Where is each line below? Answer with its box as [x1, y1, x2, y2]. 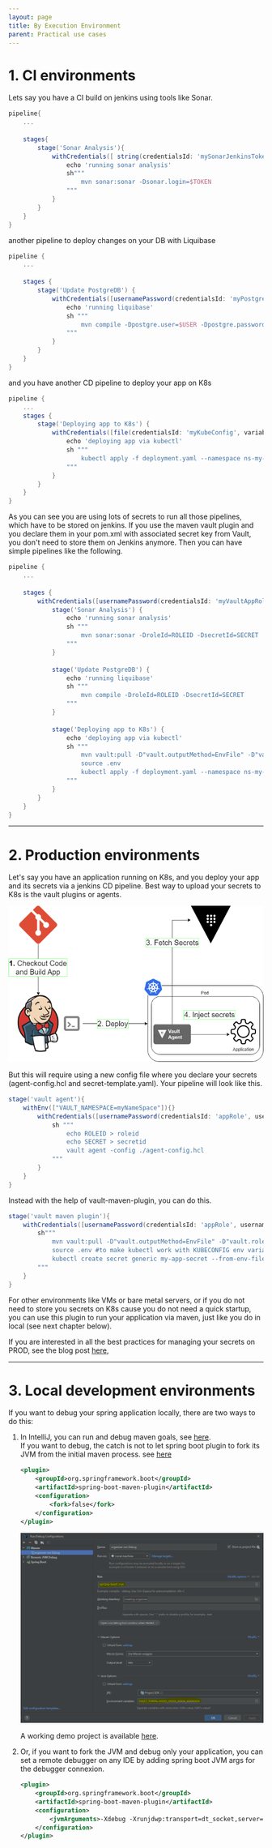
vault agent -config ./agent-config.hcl [66, 1147, 205, 1155]
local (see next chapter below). [8, 1321, 112, 1331]
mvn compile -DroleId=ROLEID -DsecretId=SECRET [80, 691, 244, 699]
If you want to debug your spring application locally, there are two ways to [8, 1408, 256, 1418]
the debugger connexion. [19, 1764, 105, 1774]
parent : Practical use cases [8, 30, 107, 38]
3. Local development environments [8, 1381, 256, 1400]
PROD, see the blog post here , [8, 1345, 109, 1355]
